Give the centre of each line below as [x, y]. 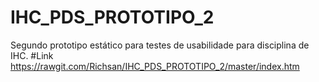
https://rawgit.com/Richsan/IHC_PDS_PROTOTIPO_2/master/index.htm [155, 66]
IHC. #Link [32, 55]
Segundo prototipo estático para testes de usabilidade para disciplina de [160, 45]
